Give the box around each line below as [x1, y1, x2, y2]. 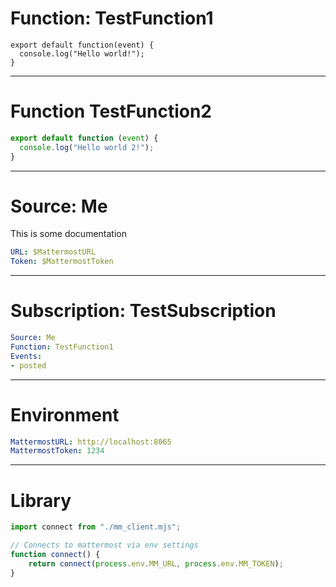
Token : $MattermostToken [10, 257, 114, 267]
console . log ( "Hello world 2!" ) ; [19, 142, 155, 152]
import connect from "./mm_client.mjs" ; [10, 522, 182, 532]
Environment [10, 403, 120, 426]
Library [10, 489, 72, 512]
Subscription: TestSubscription [10, 300, 277, 322]
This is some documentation [10, 228, 127, 240]
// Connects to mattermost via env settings [10, 540, 199, 551]
